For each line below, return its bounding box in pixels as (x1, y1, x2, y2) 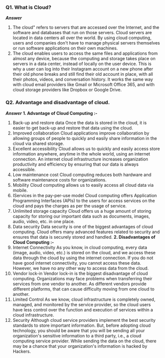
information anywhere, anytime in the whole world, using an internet (12, 151, 150, 157)
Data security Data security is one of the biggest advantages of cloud (12, 224, 153, 229)
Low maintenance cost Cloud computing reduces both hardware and (12, 172, 151, 178)
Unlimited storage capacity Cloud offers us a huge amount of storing (12, 208, 151, 214)
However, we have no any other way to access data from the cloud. (12, 265, 149, 271)
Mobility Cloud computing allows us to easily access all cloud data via (12, 182, 154, 188)
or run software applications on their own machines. (12, 45, 118, 51)
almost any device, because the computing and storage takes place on (12, 56, 156, 62)
